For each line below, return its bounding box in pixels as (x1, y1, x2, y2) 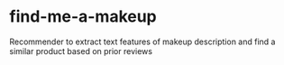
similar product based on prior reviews (9, 45, 153, 56)
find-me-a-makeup (9, 6, 158, 27)
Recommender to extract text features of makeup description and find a (9, 36, 276, 47)
